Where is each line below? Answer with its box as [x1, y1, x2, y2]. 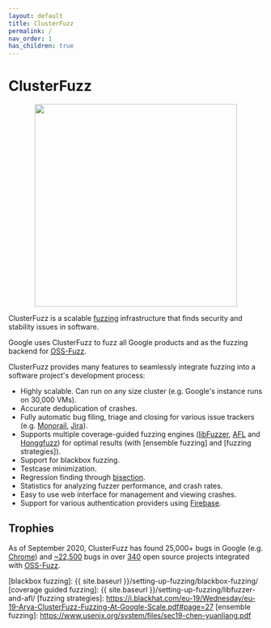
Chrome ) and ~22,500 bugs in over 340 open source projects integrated [8, 552, 250, 562]
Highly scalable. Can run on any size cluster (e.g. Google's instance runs [19, 387, 263, 396]
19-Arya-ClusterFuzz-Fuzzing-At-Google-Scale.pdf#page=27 [8, 601, 214, 612]
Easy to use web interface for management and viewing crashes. [19, 489, 237, 499]
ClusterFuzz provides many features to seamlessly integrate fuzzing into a [8, 362, 256, 372]
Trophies [8, 522, 55, 536]
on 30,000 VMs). [19, 395, 77, 405]
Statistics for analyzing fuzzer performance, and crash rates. [19, 481, 223, 491]
